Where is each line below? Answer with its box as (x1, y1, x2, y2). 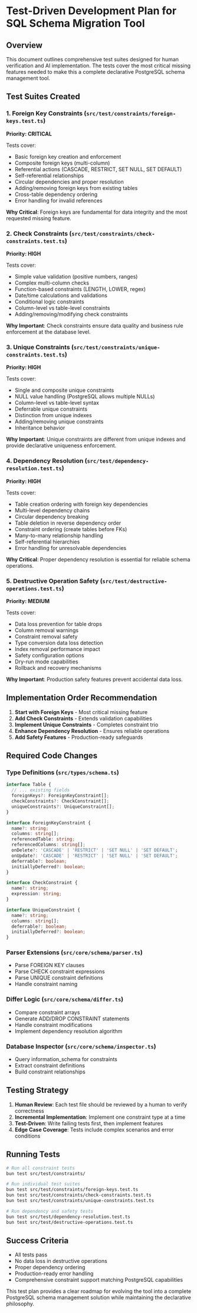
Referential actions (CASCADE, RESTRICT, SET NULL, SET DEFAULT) (14, 165, 182, 172)
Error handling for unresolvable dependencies (14, 544, 127, 551)
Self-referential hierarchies (14, 538, 80, 545)
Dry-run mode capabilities (14, 658, 78, 665)
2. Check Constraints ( (6, 229, 72, 237)
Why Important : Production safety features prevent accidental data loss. (6, 676, 183, 683)
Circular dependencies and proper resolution (14, 178, 124, 185)
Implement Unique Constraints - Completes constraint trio (14, 721, 159, 728)
